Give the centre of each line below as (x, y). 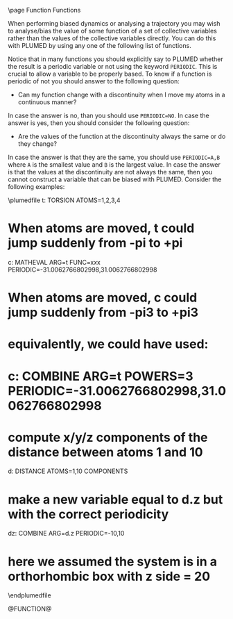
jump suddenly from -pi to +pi (95, 243)
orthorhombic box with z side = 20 (109, 576)
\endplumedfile (29, 595)
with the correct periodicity (88, 514)
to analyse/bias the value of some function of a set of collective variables (112, 31)
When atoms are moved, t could (101, 228)
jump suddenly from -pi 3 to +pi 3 (103, 313)
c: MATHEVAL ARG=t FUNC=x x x (54, 262)
